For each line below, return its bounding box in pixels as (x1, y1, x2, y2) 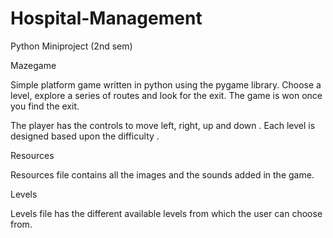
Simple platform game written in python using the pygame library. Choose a (10, 78, 322, 91)
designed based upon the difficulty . (10, 130, 160, 142)
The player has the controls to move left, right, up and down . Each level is (10, 119, 316, 131)
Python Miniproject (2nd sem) (10, 40, 133, 52)
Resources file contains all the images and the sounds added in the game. (10, 168, 315, 181)
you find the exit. (10, 100, 80, 112)
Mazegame (10, 59, 57, 71)
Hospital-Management (10, 7, 203, 30)
